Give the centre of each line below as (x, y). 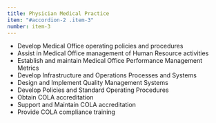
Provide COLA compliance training (66, 112)
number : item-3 (29, 26)
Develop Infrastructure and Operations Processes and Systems (107, 75)
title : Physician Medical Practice (58, 13)
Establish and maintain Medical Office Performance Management (110, 61)
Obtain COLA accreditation (55, 97)
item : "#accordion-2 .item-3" (51, 20)
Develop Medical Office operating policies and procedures (100, 46)
